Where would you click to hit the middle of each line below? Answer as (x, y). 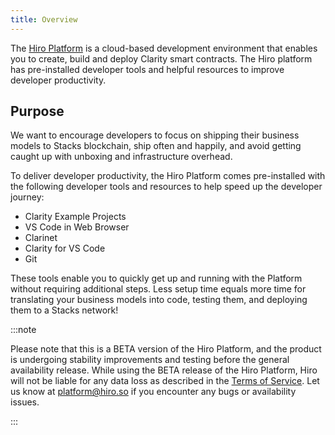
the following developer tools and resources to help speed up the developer (166, 187)
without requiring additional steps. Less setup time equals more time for (158, 289)
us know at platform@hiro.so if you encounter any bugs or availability (153, 392)
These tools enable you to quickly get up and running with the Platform (156, 278)
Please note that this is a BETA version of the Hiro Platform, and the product (166, 349)
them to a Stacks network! (64, 310)
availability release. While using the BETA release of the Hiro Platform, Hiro (164, 370)
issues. (25, 402)
